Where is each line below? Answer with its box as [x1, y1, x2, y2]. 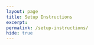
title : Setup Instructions [6, 14, 73, 20]
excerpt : [6, 19, 28, 25]
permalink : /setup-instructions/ [6, 25, 89, 31]
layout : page [6, 8, 38, 15]
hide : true [6, 30, 33, 36]
